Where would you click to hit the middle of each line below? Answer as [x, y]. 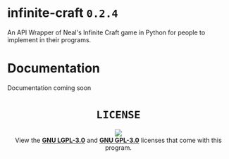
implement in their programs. [49, 39]
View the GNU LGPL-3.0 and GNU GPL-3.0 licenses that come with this [118, 140]
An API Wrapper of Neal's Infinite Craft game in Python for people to [106, 32]
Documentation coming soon [49, 88]
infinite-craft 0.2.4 [63, 13]
